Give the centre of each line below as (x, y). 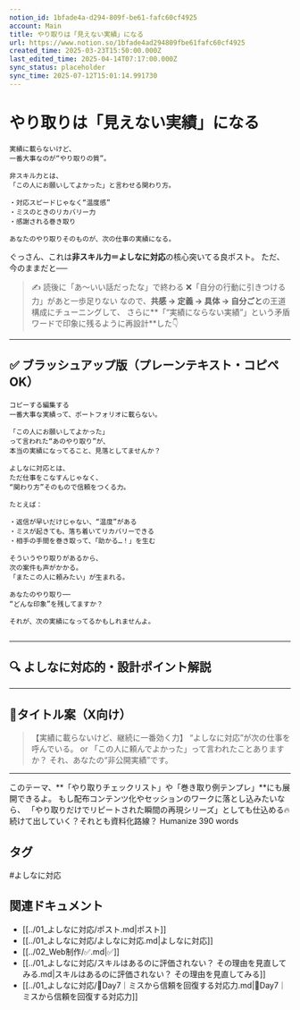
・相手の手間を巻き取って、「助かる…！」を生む (83, 541)
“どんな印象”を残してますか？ (56, 604)
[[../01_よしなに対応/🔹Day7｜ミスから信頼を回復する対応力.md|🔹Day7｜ (154, 985)
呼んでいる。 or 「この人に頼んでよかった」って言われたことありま (154, 749)
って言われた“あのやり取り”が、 (59, 441)
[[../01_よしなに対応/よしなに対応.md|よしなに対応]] (117, 940)
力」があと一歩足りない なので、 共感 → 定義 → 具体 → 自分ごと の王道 (158, 301)
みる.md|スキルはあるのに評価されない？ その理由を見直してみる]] (144, 974)
